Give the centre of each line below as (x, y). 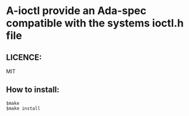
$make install (23, 108)
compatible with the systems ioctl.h (95, 23)
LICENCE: (24, 57)
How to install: (33, 90)
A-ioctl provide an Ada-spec (76, 11)
